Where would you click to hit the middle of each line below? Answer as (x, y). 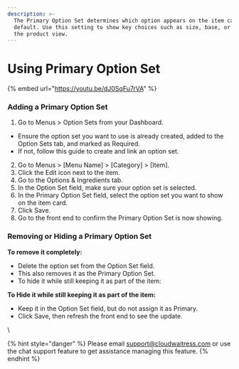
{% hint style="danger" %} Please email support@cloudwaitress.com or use (119, 343)
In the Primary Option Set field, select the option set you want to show (120, 196)
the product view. (41, 34)
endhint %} (24, 358)
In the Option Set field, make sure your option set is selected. (107, 188)
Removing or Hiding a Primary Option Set (80, 237)
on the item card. (43, 203)
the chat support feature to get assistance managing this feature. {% (108, 351)
